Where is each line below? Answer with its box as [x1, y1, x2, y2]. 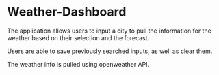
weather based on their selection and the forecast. [7, 33, 150, 42]
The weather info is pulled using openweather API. [7, 60, 150, 68]
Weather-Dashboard [7, 4, 127, 20]
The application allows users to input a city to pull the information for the [7, 27, 212, 35]
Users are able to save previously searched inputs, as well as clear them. [7, 47, 213, 55]
